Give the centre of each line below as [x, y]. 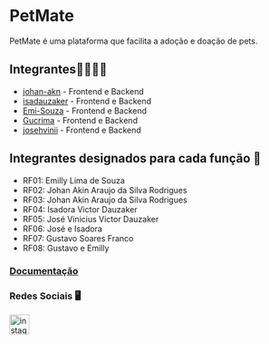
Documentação [44, 271]
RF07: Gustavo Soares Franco [78, 238]
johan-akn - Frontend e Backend [83, 91]
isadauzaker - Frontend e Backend [87, 101]
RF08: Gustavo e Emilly [66, 248]
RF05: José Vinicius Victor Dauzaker [91, 219]
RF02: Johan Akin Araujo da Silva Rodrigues [105, 190]
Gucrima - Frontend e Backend [80, 120]
